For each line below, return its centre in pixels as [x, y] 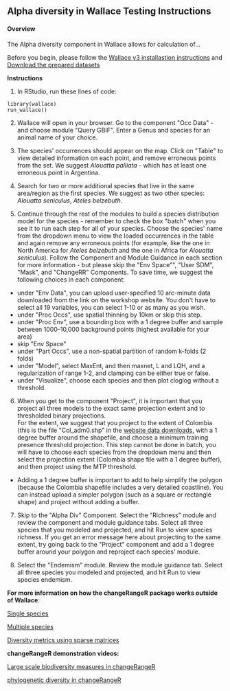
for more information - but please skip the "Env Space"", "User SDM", [115, 264]
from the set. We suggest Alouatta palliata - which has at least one [112, 165]
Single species [28, 613]
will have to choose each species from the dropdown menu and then [114, 452]
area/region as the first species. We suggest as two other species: [111, 193]
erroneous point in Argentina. [58, 172]
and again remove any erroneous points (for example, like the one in [114, 242]
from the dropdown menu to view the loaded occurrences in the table [115, 236]
